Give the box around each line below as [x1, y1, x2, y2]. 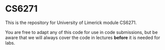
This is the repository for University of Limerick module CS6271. [5, 19, 137, 25]
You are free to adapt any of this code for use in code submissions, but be [5, 29, 158, 35]
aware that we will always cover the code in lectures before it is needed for [5, 34, 160, 40]
